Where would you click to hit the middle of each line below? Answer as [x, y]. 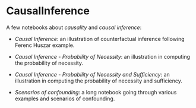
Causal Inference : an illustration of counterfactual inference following [100, 39]
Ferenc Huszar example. [45, 45]
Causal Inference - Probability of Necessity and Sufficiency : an [92, 74]
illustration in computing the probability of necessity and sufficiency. [99, 81]
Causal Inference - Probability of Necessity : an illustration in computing [102, 56]
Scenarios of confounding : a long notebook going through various [96, 92]
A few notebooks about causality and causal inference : [74, 27]
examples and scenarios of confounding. [65, 99]
